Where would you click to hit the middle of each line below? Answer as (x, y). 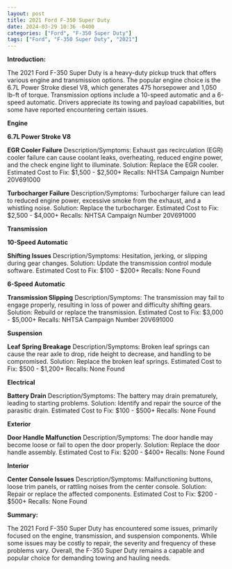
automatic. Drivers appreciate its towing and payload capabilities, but (125, 102)
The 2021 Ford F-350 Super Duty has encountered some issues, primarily (113, 529)
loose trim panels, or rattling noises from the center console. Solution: (107, 487)
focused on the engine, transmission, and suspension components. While (112, 536)
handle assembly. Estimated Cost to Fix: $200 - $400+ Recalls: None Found (116, 452)
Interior (18, 466)
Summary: (23, 515)
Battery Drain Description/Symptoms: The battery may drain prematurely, (113, 396)
